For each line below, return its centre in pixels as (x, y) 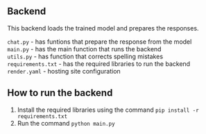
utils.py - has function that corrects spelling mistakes (85, 56)
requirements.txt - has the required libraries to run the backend (99, 64)
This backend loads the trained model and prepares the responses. (103, 28)
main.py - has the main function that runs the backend (84, 49)
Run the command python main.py (66, 123)
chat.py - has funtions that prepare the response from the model (100, 42)
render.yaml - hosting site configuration (64, 71)
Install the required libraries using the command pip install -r (108, 110)
